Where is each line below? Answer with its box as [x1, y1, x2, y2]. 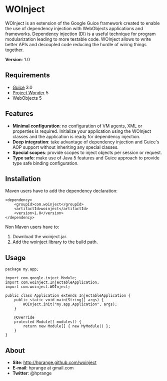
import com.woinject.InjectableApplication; [5, 280, 99, 285]
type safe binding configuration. [12, 160, 79, 166]
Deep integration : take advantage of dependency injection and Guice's [12, 139, 159, 145]
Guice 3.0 [12, 84, 32, 90]
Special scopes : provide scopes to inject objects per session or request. [12, 149, 162, 155]
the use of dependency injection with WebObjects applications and [5, 25, 143, 31]
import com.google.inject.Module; [5, 276, 77, 281]
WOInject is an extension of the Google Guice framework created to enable [5, 20, 160, 26]
